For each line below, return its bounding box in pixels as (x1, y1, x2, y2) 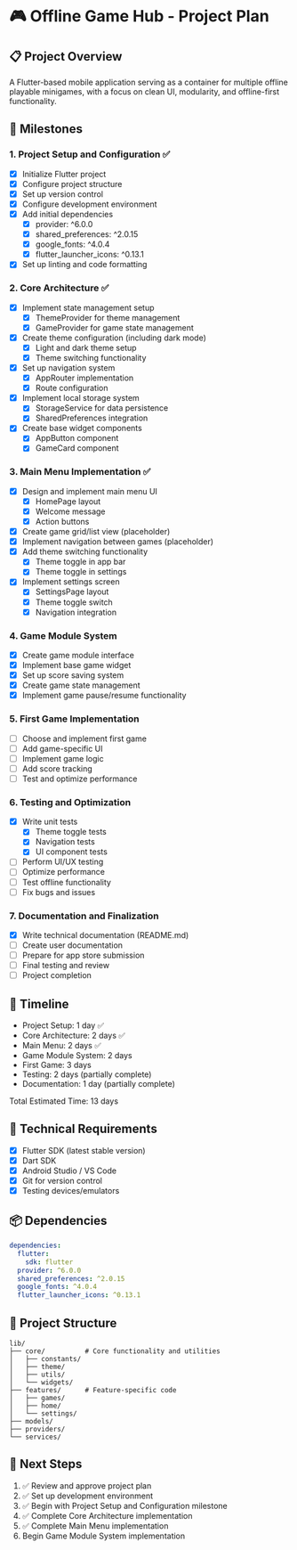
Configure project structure (21, 178, 123, 189)
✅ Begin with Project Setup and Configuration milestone (21, 1500, 229, 1511)
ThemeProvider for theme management (35, 312, 181, 322)
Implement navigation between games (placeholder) (21, 536, 214, 547)
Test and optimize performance (21, 773, 138, 784)
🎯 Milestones (9, 121, 83, 137)
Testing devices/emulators (21, 1186, 120, 1196)
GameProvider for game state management (35, 322, 194, 333)
